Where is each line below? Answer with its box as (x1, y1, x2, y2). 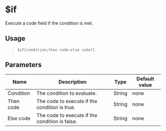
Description (58, 78, 87, 85)
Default (136, 75, 155, 82)
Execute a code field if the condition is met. (5, 20, 93, 26)
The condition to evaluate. (36, 90, 97, 97)
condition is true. (36, 104, 76, 110)
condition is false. (36, 118, 78, 125)
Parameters (5, 61, 42, 69)
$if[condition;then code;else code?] (17, 47, 95, 52)
